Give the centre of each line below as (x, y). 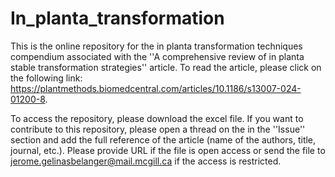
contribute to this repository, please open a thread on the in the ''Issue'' (158, 129)
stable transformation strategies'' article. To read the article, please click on (166, 67)
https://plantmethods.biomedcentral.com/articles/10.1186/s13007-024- (156, 88)
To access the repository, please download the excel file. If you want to (157, 118)
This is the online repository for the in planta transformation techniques (156, 46)
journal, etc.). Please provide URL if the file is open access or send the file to (168, 150)
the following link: (46, 78)
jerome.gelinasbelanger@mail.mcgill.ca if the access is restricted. (146, 161)
